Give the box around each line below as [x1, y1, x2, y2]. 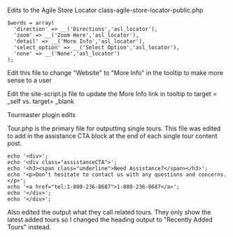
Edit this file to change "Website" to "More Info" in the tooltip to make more [7, 69, 224, 76]
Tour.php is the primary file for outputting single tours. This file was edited [7, 124, 221, 133]
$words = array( [7, 20, 55, 27]
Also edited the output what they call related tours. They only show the [7, 208, 211, 216]
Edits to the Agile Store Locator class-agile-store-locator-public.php [7, 6, 204, 14]
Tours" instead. [7, 223, 51, 231]
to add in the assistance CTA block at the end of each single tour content [7, 132, 218, 140]
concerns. [198, 171, 227, 178]
